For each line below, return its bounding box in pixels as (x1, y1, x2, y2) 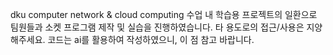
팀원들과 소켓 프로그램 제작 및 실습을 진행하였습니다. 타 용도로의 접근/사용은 (10, 21, 305, 33)
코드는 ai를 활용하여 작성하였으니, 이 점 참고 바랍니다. (47, 34, 255, 45)
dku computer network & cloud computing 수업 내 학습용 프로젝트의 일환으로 (10, 9, 318, 20)
